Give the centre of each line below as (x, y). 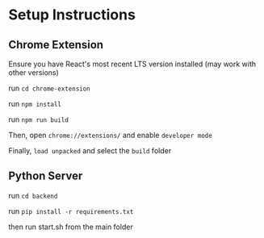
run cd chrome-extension (49, 88)
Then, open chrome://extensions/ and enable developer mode (110, 135)
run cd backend (33, 195)
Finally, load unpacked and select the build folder (90, 150)
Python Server (46, 176)
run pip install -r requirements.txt (71, 211)
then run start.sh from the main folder (71, 227)
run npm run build (38, 119)
